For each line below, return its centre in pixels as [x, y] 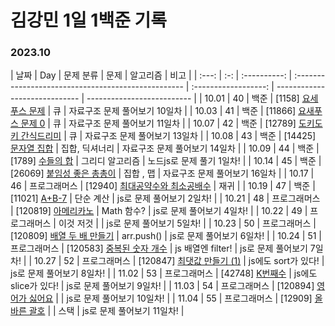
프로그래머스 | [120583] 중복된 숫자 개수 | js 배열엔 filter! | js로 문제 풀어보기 [159, 248]
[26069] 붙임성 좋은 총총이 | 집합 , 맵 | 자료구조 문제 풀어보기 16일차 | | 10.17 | [162, 173]
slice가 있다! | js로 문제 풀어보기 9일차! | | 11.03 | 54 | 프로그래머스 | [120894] [162, 286]
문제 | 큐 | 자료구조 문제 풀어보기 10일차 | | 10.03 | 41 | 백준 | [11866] [162, 111]
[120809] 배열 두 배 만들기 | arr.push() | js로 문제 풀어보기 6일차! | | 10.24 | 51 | [166, 236]
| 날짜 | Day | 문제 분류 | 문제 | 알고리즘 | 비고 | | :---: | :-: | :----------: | [151, 75]
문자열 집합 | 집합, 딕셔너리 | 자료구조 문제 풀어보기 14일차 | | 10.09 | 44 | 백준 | [165, 148]
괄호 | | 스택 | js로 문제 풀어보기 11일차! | [106, 311]
